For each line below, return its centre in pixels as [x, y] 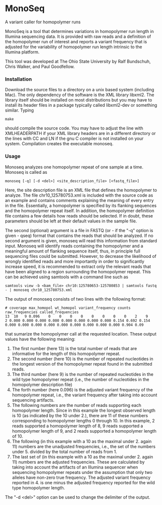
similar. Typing [19, 110]
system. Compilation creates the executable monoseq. [59, 144]
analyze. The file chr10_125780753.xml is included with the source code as [79, 195]
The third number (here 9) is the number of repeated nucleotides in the [83, 374]
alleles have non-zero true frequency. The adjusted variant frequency [81, 477]
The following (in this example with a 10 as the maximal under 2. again [82, 441]
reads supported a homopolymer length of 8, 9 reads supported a [78, 426]
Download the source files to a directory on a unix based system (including [80, 90]
